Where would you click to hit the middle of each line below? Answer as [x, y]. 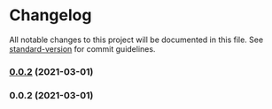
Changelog [51, 15]
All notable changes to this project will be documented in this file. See [136, 40]
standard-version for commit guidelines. [82, 48]
